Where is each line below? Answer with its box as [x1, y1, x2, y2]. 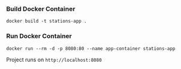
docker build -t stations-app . [6, 18, 87, 24]
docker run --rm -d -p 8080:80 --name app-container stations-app [6, 45, 176, 52]
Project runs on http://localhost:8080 [6, 56, 102, 63]
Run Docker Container [6, 32, 72, 40]
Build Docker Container [6, 5, 76, 13]
